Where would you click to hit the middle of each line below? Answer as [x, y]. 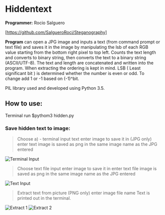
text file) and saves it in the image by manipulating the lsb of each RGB [77, 47]
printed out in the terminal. [44, 198]
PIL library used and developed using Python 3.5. [55, 88]
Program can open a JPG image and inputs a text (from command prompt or [83, 42]
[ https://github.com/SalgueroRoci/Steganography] [56, 32]
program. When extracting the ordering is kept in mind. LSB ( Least [73, 68]
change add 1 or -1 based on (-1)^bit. [42, 78]
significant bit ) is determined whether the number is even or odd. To [75, 73]
